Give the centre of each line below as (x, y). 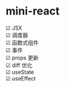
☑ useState (20, 72)
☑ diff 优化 (19, 65)
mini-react (33, 11)
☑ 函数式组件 (22, 42)
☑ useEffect (21, 78)
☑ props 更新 (22, 57)
